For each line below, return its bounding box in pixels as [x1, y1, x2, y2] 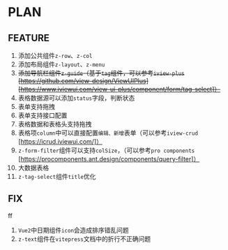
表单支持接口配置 [17, 111, 68, 119]
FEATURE [8, 32, 50, 44]
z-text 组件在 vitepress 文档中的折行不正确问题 [17, 235, 151, 243]
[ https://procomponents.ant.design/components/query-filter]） [17, 155, 200, 163]
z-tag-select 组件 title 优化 [17, 172, 96, 180]
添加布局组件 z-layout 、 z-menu [17, 60, 105, 68]
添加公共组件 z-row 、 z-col [17, 52, 93, 59]
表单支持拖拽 [17, 103, 55, 110]
